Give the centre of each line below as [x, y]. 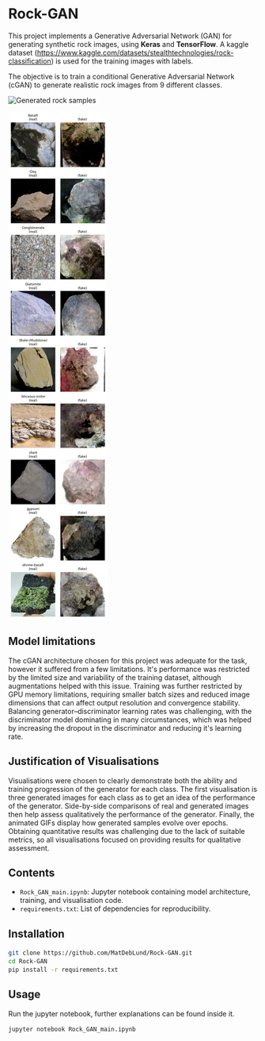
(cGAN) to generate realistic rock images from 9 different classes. [115, 85]
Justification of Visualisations [84, 761]
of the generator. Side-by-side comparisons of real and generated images [129, 805]
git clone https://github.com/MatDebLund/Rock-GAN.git [100, 953]
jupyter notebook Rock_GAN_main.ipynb [72, 1029]
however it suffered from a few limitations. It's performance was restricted [129, 669]
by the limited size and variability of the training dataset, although [115, 677]
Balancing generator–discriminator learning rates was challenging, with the [130, 711]
